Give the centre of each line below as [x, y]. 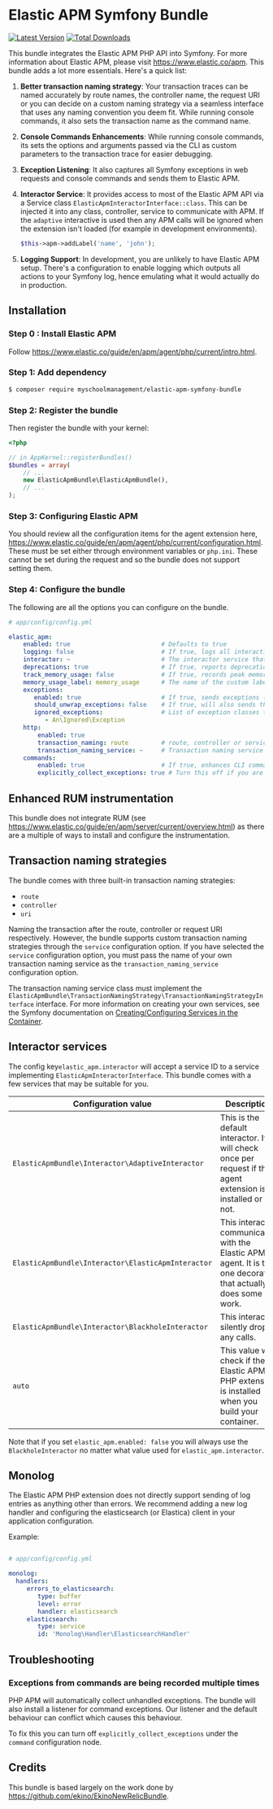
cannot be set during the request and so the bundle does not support [124, 560]
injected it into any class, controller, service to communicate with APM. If [142, 211]
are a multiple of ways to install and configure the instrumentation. [119, 835]
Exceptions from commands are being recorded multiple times [134, 1683]
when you [239, 1401]
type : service [61, 1627]
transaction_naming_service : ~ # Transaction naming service [151, 750]
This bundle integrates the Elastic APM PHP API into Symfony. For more [128, 53]
